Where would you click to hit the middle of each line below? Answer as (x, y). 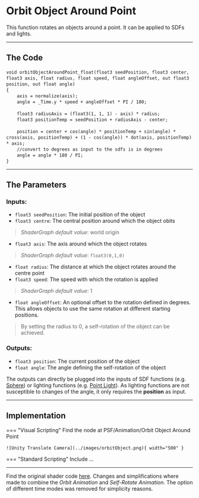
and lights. (19, 33)
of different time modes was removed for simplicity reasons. (80, 489)
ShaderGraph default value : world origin (70, 232)
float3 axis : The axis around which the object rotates (81, 244)
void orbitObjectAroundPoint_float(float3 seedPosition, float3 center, (98, 72)
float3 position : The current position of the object (77, 361)
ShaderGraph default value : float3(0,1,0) (73, 256)
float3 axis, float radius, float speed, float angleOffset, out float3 (98, 78)
